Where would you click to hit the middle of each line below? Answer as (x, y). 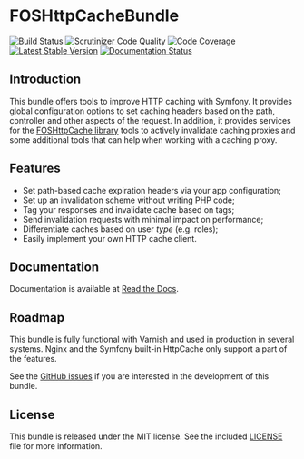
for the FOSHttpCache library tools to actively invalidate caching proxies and (152, 130)
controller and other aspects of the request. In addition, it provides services (151, 120)
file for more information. (56, 446)
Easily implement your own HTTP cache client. (109, 238)
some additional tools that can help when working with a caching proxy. (143, 140)
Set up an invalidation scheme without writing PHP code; (128, 200)
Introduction (45, 80)
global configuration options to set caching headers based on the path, (142, 111)
